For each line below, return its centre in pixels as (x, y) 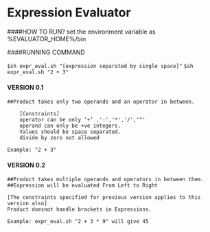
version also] (27, 204)
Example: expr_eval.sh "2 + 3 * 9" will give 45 (78, 222)
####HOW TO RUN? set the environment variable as (81, 32)
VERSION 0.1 (25, 87)
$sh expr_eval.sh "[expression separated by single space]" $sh (100, 66)
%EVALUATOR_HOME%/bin (47, 38)
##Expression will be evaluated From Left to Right (82, 186)
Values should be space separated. (70, 132)
